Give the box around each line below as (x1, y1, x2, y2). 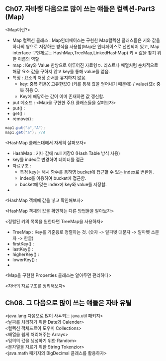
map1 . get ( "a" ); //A (5, 130, 46, 135)
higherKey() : (12, 251, 39, 257)
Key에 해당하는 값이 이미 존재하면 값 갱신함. (19, 93, 104, 99)
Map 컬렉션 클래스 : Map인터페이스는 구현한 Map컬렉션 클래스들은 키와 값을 (12, 37, 161, 43)
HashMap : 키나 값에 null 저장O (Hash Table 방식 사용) (12, 150, 120, 156)
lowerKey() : (12, 256, 37, 262)
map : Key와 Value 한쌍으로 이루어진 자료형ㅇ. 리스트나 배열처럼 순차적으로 (12, 62, 159, 68)
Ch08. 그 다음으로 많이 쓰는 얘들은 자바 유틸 (5, 298, 132, 307)
